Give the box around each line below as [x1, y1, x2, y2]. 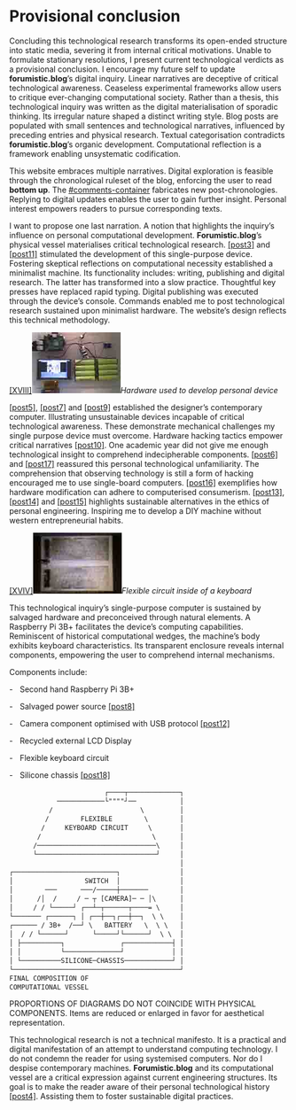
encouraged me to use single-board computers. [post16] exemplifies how [9, 477, 277, 488]
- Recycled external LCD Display [9, 735, 132, 746]
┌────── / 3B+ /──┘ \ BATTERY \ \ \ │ [9, 920, 184, 929]
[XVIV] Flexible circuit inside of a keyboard [9, 585, 253, 595]
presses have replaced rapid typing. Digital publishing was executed [9, 286, 259, 297]
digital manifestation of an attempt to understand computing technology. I [9, 1044, 278, 1054]
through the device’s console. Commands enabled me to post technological [9, 295, 285, 307]
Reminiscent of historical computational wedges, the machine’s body [9, 631, 261, 641]
